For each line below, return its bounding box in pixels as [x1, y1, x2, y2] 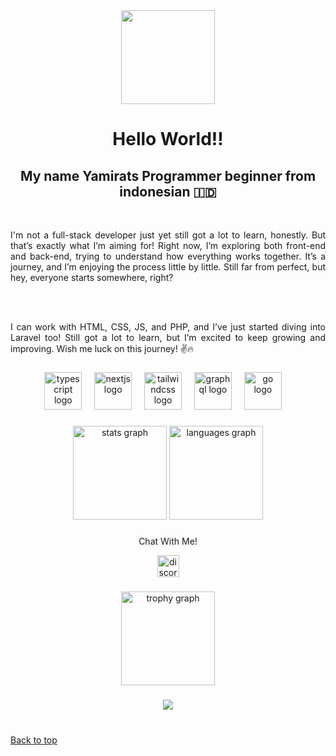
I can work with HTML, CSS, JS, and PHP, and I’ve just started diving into [10, 321, 326, 333]
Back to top [10, 734, 58, 746]
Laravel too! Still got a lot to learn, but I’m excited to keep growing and [10, 332, 326, 343]
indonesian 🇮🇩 [119, 183, 217, 200]
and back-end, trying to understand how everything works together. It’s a [10, 250, 326, 262]
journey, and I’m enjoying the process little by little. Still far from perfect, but [10, 261, 326, 273]
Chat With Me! [138, 535, 198, 547]
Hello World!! [112, 128, 224, 151]
